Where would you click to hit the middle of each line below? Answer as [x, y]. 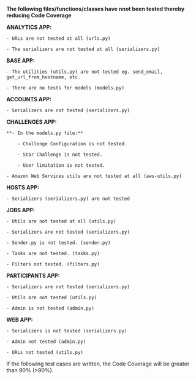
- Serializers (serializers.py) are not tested [68, 199]
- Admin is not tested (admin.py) [51, 308]
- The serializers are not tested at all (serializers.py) [83, 49]
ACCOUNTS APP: [29, 99]
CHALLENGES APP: [32, 122]
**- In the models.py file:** [45, 133]
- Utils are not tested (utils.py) [52, 297]
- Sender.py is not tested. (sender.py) [59, 243]
